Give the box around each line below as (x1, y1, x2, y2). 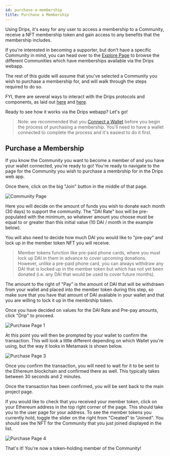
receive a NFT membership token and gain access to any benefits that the (5, 31, 160, 38)
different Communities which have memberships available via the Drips (5, 57, 154, 63)
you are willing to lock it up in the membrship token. (5, 298, 113, 304)
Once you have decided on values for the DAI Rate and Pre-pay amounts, (5, 307, 158, 313)
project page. (5, 389, 33, 395)
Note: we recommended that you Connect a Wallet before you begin (17, 118, 161, 124)
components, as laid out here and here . (5, 99, 87, 105)
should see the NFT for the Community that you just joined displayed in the (5, 420, 162, 427)
